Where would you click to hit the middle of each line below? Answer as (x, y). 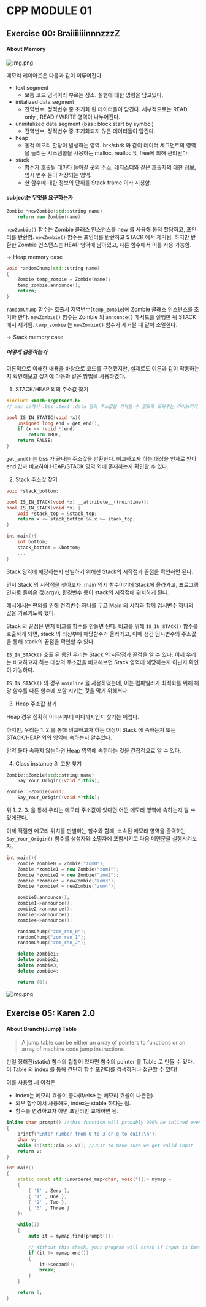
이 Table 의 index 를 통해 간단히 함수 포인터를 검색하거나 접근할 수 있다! (92, 1069)
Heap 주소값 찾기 (36, 704)
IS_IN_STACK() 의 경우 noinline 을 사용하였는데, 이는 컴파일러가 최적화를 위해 (100, 683)
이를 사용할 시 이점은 (31, 1083)
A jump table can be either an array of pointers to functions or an (103, 1043)
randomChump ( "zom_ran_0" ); (52, 932)
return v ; (30, 1151)
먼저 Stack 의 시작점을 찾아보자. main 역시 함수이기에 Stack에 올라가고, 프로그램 (103, 584)
